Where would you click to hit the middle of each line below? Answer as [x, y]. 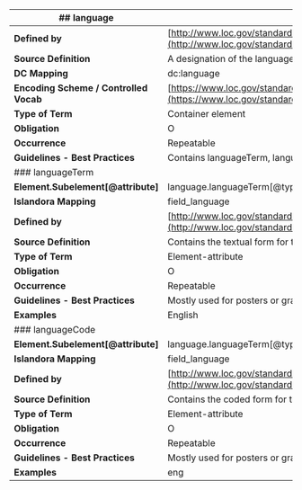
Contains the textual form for [228, 242]
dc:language [194, 73]
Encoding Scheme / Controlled [81, 88]
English [183, 315]
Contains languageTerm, [219, 158]
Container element [207, 114]
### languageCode [55, 330]
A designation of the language [231, 59]
